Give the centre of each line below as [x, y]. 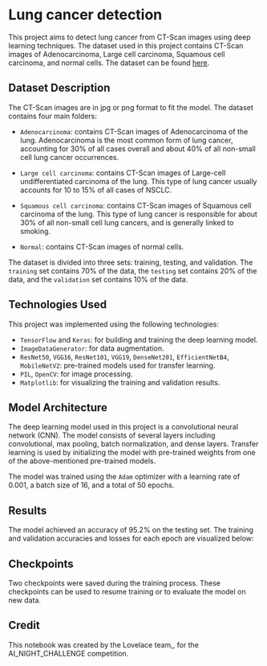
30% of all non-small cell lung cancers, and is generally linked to [127, 222]
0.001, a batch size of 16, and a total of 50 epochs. [91, 485]
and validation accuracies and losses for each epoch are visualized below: [131, 539]
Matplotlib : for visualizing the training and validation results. [120, 382]
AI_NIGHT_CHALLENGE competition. [69, 653]
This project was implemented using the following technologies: [113, 324]
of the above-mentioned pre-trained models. [82, 461]
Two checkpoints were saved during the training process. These [114, 583]
